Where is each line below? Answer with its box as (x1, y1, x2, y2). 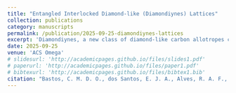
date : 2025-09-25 (7, 43, 58, 50)
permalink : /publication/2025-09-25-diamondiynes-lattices (7, 29, 184, 37)
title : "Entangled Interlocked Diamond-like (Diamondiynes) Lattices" (7, 10, 218, 17)
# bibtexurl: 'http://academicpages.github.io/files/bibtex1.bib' (7, 69, 206, 76)
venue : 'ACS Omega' (7, 50, 65, 57)
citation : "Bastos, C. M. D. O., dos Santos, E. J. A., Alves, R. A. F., (7, 75, 228, 83)
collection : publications (7, 17, 83, 24)
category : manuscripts (7, 23, 74, 30)
